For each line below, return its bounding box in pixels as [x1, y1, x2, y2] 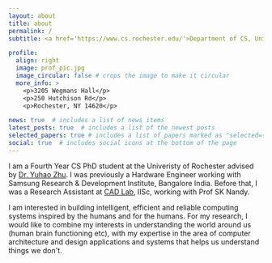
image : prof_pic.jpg [15, 64, 85, 73]
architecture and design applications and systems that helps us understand [8, 236, 260, 247]
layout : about [8, 11, 57, 20]
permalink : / [8, 27, 53, 35]
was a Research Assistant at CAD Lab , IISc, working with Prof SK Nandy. [8, 187, 250, 197]
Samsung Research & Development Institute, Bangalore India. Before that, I [8, 178, 257, 188]
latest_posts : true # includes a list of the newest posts [8, 124, 216, 132]
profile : [8, 49, 38, 57]
